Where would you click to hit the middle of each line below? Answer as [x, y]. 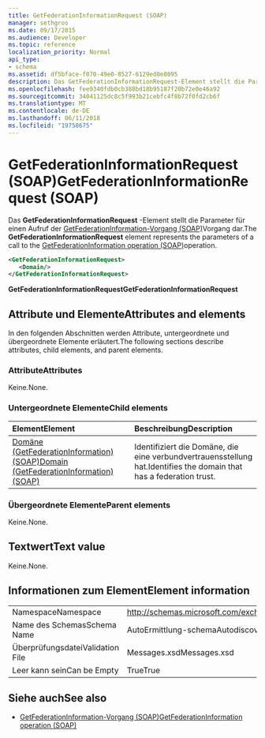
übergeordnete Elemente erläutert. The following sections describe [116, 342]
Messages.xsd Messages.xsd [180, 652]
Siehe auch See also [58, 698]
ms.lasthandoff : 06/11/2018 [54, 118]
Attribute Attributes [45, 370]
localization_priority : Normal [60, 52]
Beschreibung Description [183, 429]
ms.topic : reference [42, 45]
